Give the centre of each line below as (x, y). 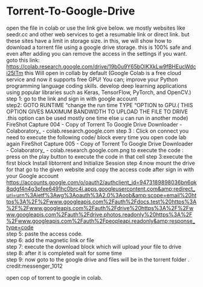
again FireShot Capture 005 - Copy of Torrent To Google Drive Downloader (100, 143)
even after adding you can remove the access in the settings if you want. (97, 53)
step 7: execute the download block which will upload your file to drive (94, 246)
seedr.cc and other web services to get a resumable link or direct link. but (98, 34)
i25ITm (15, 73)
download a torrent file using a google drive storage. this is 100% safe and (99, 47)
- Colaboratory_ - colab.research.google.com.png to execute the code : (95, 150)
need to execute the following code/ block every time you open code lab (96, 137)
